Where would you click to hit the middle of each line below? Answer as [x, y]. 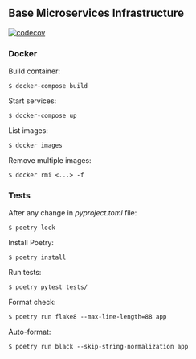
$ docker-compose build [48, 86]
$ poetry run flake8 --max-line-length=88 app [88, 317]
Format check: [32, 303]
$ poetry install [37, 257]
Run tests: [25, 273]
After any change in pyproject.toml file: [73, 213]
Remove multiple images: [50, 161]
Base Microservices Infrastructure [96, 13]
